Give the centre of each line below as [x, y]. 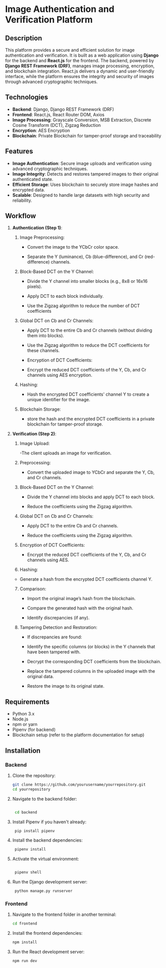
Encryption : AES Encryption [41, 130]
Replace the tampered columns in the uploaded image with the [91, 671]
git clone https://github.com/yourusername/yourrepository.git [79, 785]
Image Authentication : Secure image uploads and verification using [82, 163]
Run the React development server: [48, 952]
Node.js [20, 719]
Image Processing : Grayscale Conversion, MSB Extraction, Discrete [82, 120]
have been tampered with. [54, 652]
